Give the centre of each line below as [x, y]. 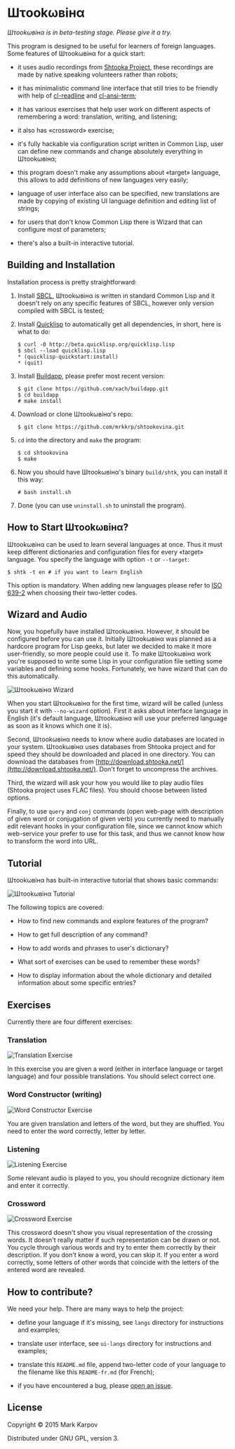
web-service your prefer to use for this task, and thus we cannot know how [116, 834]
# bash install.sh [44, 492]
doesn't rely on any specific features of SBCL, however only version [116, 303]
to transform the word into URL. [53, 841]
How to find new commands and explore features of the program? [113, 921]
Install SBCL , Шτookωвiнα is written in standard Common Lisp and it [116, 296]
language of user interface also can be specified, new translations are [118, 193]
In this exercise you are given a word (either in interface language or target [115, 1069]
